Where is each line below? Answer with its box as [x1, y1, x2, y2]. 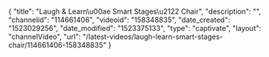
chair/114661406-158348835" [8, 40, 107, 50]
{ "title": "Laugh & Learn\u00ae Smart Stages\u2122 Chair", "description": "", [8, 7, 262, 16]
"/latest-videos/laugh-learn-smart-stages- [83, 32, 223, 41]
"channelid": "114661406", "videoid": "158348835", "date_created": [8, 15, 230, 25]
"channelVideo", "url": [8, 32, 82, 41]
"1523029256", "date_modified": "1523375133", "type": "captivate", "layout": [8, 24, 262, 32]
